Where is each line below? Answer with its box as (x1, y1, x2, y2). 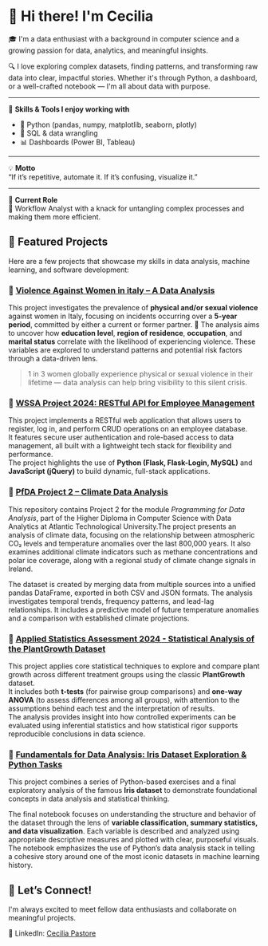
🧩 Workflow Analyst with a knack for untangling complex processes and (8, 203, 245, 213)
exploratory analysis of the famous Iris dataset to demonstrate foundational (8, 786, 258, 795)
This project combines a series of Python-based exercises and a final (8, 777, 237, 786)
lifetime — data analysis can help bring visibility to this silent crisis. (27, 378, 247, 388)
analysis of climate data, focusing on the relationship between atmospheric (8, 530, 255, 539)
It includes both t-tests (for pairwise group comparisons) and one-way (8, 686, 242, 696)
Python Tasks (8, 759, 63, 770)
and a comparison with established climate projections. (8, 613, 190, 623)
